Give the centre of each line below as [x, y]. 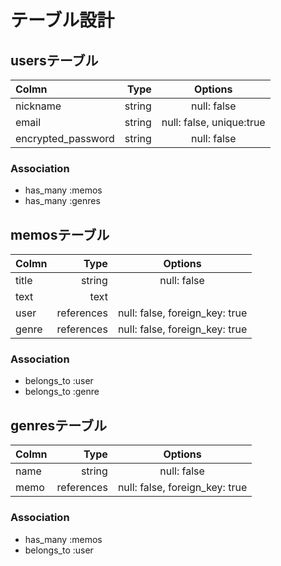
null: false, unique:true [213, 122]
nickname [38, 106]
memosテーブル [60, 234]
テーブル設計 [62, 20]
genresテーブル [58, 425]
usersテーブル [54, 60]
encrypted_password [65, 138]
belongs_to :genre [62, 392]
